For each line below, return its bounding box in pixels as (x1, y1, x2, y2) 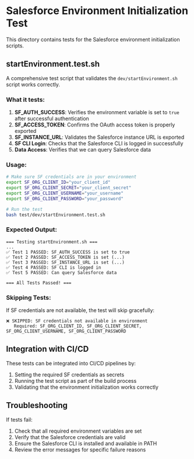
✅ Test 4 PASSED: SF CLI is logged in (6, 265, 101, 270)
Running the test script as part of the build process (14, 377, 137, 384)
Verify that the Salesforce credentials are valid (14, 433, 126, 440)
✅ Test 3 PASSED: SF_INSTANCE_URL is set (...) (6, 259, 125, 265)
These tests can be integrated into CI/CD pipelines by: (6, 359, 136, 366)
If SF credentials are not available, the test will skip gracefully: (6, 307, 155, 314)
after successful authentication (14, 115, 89, 122)
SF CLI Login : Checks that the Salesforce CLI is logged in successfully (14, 140, 184, 147)
